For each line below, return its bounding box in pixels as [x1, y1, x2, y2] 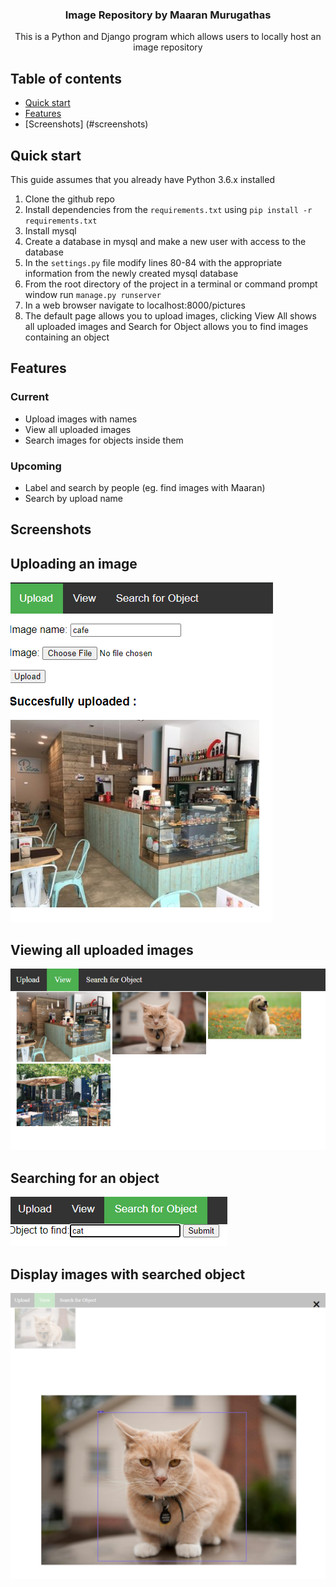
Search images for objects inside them [24, 434, 184, 446]
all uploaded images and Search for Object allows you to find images [24, 320, 309, 332]
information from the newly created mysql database [24, 267, 239, 279]
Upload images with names [24, 413, 138, 425]
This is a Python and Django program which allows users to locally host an [14, 31, 322, 43]
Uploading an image [10, 555, 138, 572]
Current [10, 390, 50, 404]
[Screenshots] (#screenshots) [24, 118, 149, 130]
